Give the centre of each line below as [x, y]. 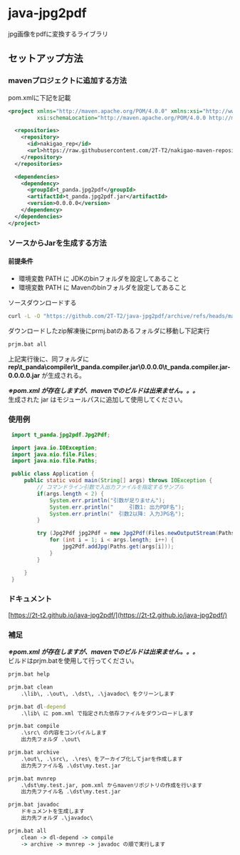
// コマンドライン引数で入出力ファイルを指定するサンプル [110, 487]
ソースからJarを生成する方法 [58, 243]
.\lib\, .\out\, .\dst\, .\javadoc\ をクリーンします [98, 694]
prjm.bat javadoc [34, 805]
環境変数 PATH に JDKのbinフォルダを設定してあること [99, 278]
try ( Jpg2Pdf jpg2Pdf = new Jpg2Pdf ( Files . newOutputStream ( [128, 534]
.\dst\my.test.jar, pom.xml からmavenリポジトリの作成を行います [112, 785]
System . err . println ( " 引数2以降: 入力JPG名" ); [117, 514]
